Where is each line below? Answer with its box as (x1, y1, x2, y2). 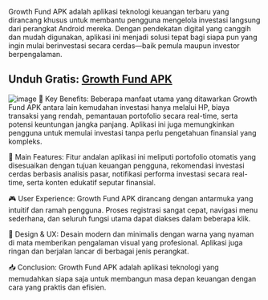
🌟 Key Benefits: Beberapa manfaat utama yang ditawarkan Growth (39, 94, 258, 103)
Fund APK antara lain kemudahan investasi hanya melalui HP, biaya (8, 102, 230, 111)
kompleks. (8, 136, 43, 146)
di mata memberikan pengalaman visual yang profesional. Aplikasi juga (8, 237, 243, 247)
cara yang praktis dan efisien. (8, 282, 107, 292)
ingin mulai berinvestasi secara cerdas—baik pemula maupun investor (8, 41, 240, 51)
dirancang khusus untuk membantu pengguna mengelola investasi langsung (8, 15, 261, 25)
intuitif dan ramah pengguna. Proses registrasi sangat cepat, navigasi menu (8, 205, 258, 215)
